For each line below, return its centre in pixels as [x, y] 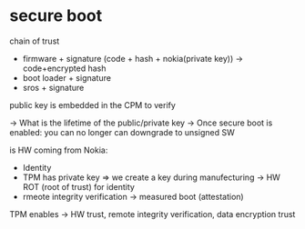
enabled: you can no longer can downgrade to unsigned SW [122, 132]
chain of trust [35, 41]
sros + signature [53, 87]
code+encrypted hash [64, 68]
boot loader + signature [67, 77]
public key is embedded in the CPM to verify [92, 105]
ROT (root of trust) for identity [78, 186]
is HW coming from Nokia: [59, 150]
